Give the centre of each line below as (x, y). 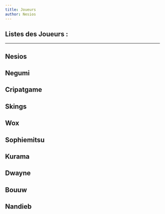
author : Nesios (21, 14)
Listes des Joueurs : (37, 34)
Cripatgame (24, 90)
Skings (16, 106)
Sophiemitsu (25, 140)
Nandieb (18, 207)
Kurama (17, 157)
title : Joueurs (21, 10)
